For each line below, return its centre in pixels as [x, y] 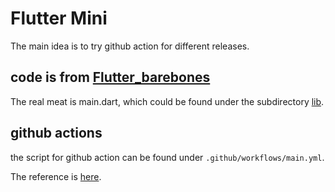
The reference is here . [56, 176]
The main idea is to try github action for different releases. [130, 46]
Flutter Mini [59, 18]
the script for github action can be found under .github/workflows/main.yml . [167, 157]
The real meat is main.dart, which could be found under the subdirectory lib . [167, 101]
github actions [56, 133]
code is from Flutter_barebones [110, 77]
